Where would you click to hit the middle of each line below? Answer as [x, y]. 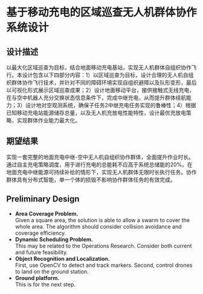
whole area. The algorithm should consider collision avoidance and [98, 226]
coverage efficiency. [40, 233]
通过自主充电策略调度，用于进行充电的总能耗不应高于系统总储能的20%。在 [100, 165]
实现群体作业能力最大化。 [48, 120]
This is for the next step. [45, 284]
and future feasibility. [41, 252]
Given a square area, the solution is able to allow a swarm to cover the [102, 220]
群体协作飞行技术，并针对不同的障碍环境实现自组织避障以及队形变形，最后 [104, 83]
